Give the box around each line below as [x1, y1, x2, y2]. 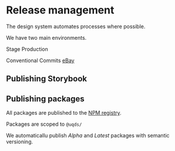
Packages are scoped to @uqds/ [6, 121, 82, 128]
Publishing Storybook [6, 74, 87, 84]
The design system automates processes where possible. [6, 23, 146, 30]
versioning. [6, 138, 33, 145]
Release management [6, 4, 115, 17]
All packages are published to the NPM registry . [6, 109, 122, 116]
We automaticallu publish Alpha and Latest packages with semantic [6, 132, 170, 139]
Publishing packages [6, 94, 85, 104]
